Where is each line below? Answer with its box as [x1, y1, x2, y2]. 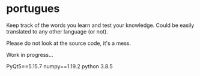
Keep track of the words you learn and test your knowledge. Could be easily [6, 22, 195, 29]
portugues [6, 2, 60, 16]
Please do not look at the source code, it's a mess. [6, 39, 132, 47]
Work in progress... [6, 51, 53, 58]
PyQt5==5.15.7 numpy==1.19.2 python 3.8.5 [6, 62, 113, 70]
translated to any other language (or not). [6, 28, 108, 35]
